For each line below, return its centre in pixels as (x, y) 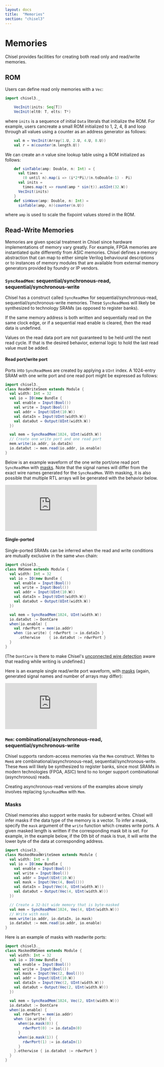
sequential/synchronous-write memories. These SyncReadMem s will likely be (80, 303)
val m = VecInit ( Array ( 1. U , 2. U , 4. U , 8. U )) (60, 141)
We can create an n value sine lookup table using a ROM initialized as (75, 154)
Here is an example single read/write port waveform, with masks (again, (78, 671)
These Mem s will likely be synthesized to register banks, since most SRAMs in (82, 767)
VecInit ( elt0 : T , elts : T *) (42, 112)
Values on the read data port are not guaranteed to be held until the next (78, 338)
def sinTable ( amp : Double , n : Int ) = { (55, 169)
